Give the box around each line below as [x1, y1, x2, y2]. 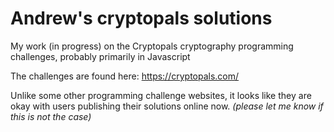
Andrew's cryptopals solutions [10, 7, 273, 30]
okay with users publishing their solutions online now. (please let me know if [10, 100, 324, 112]
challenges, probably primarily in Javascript [10, 50, 191, 62]
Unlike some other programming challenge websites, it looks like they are [10, 89, 312, 101]
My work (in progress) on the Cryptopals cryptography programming [10, 40, 294, 52]
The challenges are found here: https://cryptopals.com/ [10, 70, 240, 82]
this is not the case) [10, 110, 92, 122]
